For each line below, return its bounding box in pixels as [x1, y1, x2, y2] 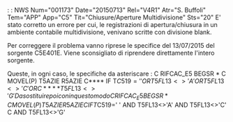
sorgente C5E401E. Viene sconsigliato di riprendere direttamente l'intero [7, 49, 215, 57]
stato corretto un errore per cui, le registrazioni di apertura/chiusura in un [7, 21, 218, 28]
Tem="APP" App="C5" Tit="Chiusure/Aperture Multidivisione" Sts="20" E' [7, 13, 221, 21]
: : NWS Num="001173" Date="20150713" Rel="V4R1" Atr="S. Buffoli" [7, 6, 206, 14]
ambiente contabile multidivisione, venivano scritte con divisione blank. [7, 28, 212, 36]
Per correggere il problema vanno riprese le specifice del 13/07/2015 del [7, 42, 215, 49]
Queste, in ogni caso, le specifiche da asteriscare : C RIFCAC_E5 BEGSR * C [7, 69, 227, 78]
